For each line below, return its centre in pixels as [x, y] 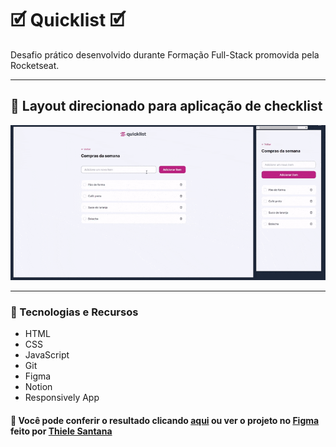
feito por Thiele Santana [61, 431]
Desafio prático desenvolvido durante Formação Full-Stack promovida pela [165, 54]
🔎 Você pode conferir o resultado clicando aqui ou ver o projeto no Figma [165, 420]
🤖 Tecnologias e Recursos [74, 312]
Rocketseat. [35, 65]
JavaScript [47, 354]
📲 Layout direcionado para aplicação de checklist [166, 106]
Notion [38, 386]
